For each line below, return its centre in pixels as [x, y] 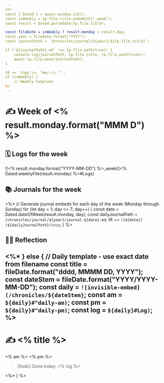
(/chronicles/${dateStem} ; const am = [64, 295]
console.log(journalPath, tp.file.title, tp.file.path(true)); [80, 54]
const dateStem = [33, 280]
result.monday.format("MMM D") [75, 125]
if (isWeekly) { [22, 77]
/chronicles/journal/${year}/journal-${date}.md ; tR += [62, 219]
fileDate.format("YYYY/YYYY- [110, 280]
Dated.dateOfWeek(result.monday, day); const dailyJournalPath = [71, 214]
